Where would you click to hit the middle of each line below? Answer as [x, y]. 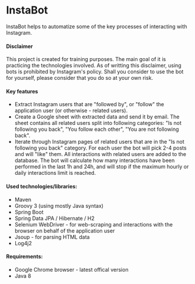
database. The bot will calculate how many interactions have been [95, 160]
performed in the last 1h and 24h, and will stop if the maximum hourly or [102, 167]
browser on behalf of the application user [65, 231]
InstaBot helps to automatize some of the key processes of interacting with [97, 26]
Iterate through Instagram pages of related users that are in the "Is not [100, 142]
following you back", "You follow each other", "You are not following [97, 129]
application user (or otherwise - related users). [71, 111]
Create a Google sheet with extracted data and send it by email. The [97, 117]
